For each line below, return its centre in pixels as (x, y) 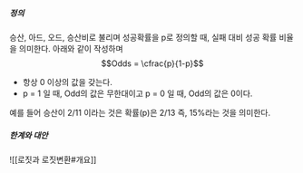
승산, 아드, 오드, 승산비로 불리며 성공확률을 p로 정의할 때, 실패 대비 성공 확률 (143, 37)
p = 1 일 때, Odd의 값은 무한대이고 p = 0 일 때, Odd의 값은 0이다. (137, 93)
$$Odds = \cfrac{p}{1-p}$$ (152, 63)
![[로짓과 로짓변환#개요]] (53, 159)
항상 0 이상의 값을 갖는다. (68, 82)
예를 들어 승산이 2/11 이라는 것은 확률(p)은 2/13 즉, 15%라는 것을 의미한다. (140, 112)
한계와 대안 (29, 135)
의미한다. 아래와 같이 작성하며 (71, 48)
